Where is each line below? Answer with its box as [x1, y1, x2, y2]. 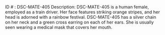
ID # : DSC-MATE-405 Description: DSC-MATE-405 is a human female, [5, 4, 149, 10]
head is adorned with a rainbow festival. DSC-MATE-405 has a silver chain [5, 14, 156, 20]
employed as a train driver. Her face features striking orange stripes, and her [5, 9, 160, 15]
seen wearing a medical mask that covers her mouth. [5, 24, 112, 30]
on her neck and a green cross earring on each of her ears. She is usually [5, 19, 154, 25]
